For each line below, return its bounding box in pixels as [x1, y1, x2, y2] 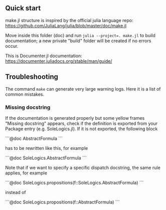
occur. [5, 43, 19, 49]
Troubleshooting [5, 73, 59, 81]
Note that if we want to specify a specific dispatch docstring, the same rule [5, 164, 160, 170]
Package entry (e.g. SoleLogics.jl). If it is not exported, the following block [5, 125, 158, 132]
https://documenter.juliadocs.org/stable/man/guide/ [5, 58, 112, 64]
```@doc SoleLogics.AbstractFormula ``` [5, 155, 87, 161]
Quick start [5, 4, 41, 13]
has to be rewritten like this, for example [5, 145, 88, 151]
